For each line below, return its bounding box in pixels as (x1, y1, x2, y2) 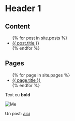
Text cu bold (5, 91, 30, 97)
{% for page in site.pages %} (12, 72, 70, 78)
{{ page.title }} (12, 77, 41, 83)
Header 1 (5, 3, 41, 14)
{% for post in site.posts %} (12, 35, 68, 41)
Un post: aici (5, 110, 30, 116)
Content (5, 22, 30, 30)
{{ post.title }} (12, 40, 40, 46)
